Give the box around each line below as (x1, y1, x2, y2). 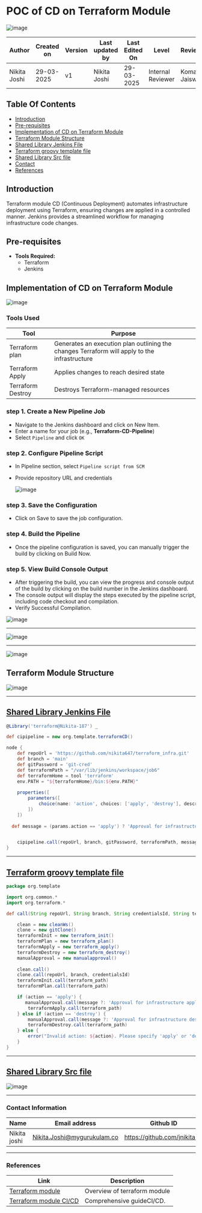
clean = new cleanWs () (17, 921, 74, 927)
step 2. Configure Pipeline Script (6, 449, 103, 457)
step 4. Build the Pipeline (6, 530, 81, 538)
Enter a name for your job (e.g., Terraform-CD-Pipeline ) (14, 427, 155, 434)
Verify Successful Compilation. (14, 604, 92, 611)
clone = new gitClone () (17, 927, 77, 933)
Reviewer (148, 75, 175, 83)
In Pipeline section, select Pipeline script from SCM (14, 463, 145, 470)
